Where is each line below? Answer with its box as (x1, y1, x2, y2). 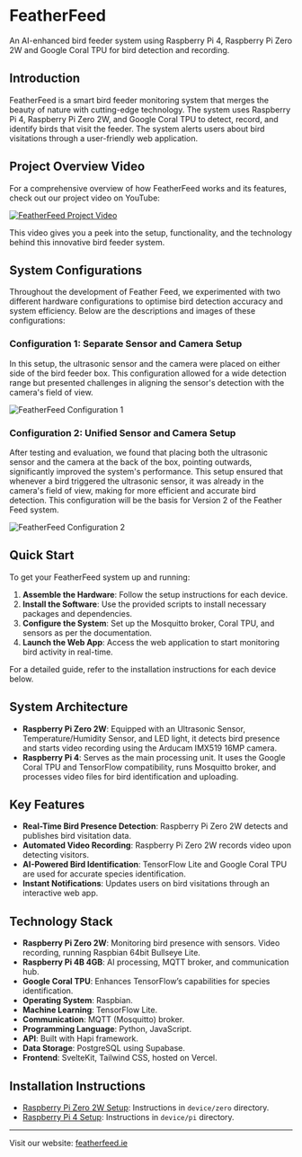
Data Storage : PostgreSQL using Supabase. (22, 1043, 186, 1054)
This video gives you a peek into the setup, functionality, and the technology (9, 227, 292, 238)
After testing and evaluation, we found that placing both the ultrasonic (9, 447, 268, 458)
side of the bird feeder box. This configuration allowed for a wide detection (9, 368, 287, 378)
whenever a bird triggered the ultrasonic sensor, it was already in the (9, 476, 264, 486)
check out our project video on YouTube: (9, 192, 160, 203)
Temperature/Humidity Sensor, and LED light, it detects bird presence (22, 733, 280, 743)
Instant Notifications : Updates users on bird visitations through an (22, 878, 270, 889)
